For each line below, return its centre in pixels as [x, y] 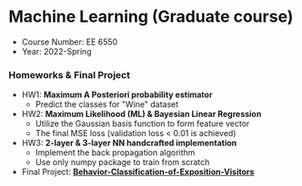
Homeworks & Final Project [70, 74]
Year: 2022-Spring [56, 51]
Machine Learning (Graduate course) [151, 17]
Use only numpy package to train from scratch [122, 162]
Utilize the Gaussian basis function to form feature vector [142, 123]
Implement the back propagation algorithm [115, 152]
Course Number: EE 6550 [70, 42]
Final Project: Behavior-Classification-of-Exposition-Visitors [138, 172]
